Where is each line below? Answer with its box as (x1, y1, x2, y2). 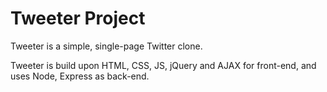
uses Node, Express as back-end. (10, 70, 150, 82)
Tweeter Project (10, 7, 146, 30)
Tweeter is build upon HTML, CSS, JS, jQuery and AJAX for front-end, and (10, 59, 317, 71)
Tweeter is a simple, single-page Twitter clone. (10, 40, 203, 52)
